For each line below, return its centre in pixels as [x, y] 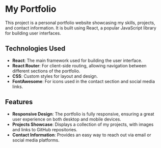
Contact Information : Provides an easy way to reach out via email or [81, 135]
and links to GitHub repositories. [45, 129]
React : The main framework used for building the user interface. [77, 60]
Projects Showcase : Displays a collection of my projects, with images [83, 124]
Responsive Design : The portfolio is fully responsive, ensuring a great [83, 114]
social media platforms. [36, 140]
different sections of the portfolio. [46, 71]
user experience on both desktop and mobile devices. [67, 119]
